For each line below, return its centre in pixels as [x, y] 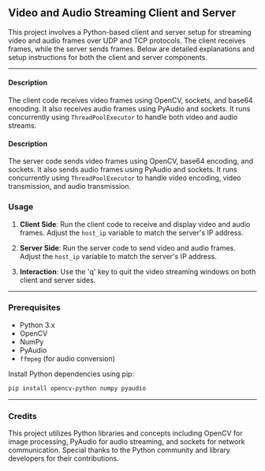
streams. [22, 126]
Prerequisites [34, 307]
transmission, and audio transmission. [70, 187]
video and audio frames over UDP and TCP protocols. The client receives [127, 40]
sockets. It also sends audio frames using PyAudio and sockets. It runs [123, 170]
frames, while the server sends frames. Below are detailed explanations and [131, 49]
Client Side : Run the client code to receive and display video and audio [135, 224]
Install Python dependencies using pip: [71, 374]
